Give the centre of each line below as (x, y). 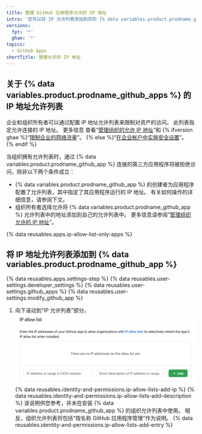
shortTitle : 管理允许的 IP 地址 (44, 57)
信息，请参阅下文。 (44, 200)
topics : (16, 45)
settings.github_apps (32, 292)
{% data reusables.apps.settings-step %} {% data (68, 279)
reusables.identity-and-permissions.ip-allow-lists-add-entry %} (94, 424)
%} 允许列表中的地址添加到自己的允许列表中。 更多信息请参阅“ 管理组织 (103, 215)
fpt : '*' (23, 32)
